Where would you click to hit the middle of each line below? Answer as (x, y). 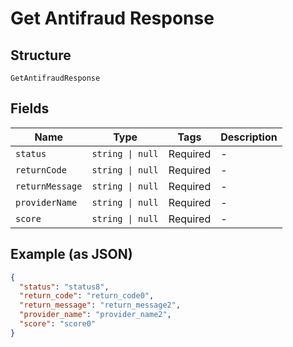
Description (249, 137)
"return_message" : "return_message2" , (100, 305)
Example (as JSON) (71, 254)
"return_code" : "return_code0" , (87, 296)
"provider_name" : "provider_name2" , (95, 315)
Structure (41, 55)
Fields (30, 108)
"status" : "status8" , (64, 287)
